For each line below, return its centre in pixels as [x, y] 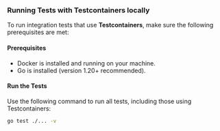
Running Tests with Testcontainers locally [78, 10]
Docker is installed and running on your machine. [86, 63]
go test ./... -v [32, 121]
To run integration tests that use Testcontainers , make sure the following [110, 25]
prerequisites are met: [38, 32]
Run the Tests [27, 86]
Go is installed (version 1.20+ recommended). [81, 70]
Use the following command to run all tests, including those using [99, 101]
